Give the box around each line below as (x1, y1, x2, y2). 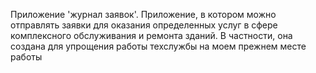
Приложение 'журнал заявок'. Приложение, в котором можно (10, 9, 277, 20)
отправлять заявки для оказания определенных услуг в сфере (10, 19, 278, 31)
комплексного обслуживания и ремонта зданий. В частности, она (10, 30, 293, 41)
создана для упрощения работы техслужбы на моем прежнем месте (10, 40, 307, 52)
